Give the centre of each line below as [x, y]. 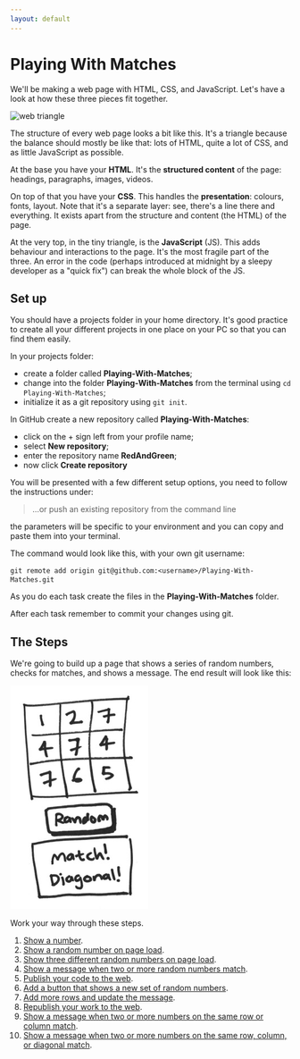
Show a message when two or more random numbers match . [135, 969]
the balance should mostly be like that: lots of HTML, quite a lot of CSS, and [149, 142]
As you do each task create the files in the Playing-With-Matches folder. [145, 597]
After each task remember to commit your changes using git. [122, 614]
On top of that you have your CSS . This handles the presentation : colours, [147, 196]
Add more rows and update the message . [99, 997]
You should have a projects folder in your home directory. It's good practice [149, 320]
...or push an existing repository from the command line [134, 509]
